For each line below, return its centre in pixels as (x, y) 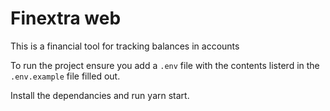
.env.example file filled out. (65, 76)
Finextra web (66, 18)
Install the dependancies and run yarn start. (100, 95)
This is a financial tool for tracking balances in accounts (125, 46)
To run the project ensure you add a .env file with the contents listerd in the (165, 65)
